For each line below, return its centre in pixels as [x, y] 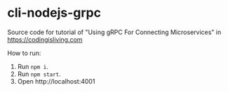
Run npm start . [39, 74]
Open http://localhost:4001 [56, 81]
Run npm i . [33, 66]
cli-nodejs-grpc [54, 13]
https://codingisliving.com [45, 39]
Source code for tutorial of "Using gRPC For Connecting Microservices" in [114, 32]
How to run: [24, 53]
